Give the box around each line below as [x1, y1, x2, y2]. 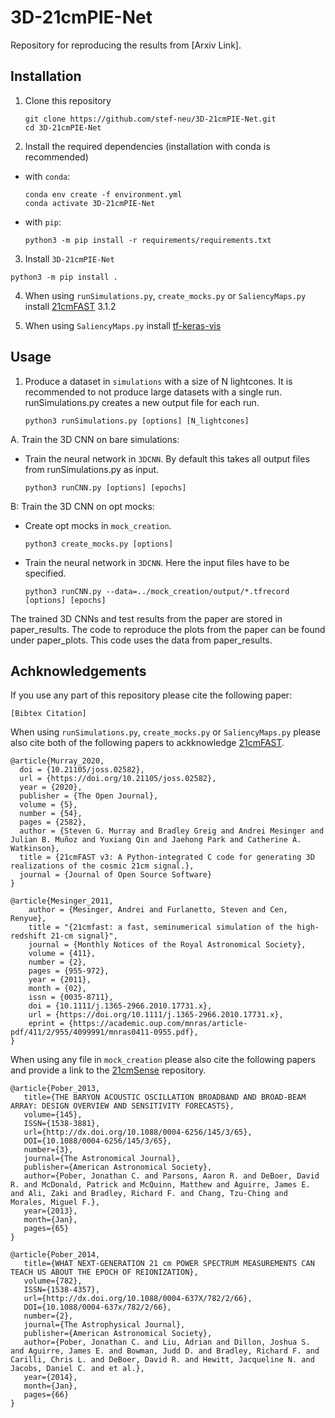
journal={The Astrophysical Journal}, [23, 1320, 186, 1330]
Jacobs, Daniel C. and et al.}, [10, 1364, 145, 1374]
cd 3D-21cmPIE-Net [24, 122, 102, 133]
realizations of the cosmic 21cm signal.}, [10, 861, 195, 871]
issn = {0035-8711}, [28, 992, 114, 1003]
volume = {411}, [28, 949, 97, 959]
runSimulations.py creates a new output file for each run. [24, 396, 260, 408]
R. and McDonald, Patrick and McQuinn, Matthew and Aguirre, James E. [10, 1180, 311, 1190]
